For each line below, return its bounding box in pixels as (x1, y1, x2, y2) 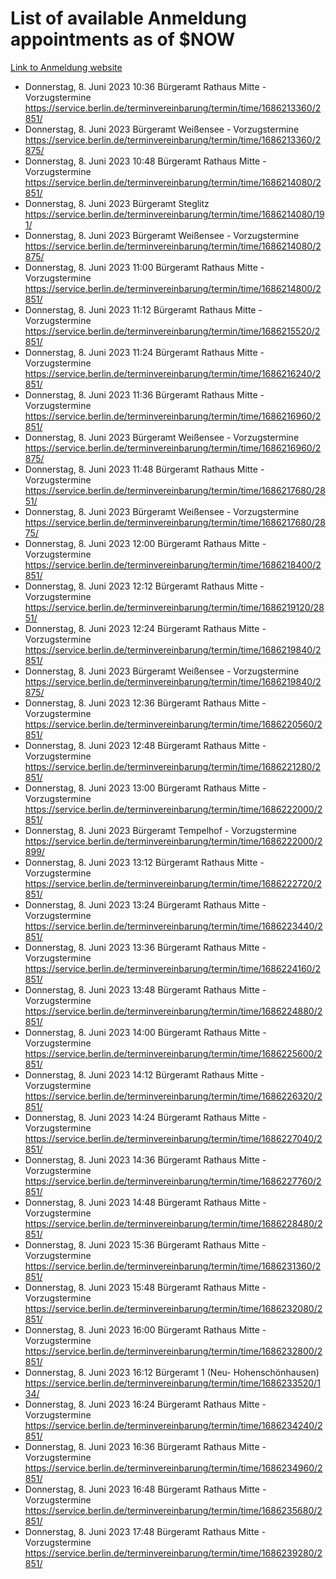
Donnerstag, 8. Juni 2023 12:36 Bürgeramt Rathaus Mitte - (24, 697, 267, 709)
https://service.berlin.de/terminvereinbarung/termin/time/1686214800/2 (24, 282, 322, 294)
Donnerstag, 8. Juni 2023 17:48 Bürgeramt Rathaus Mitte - (24, 1525, 267, 1537)
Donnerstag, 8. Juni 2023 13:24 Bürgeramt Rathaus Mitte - (24, 898, 267, 911)
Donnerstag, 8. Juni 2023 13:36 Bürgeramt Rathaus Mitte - (24, 941, 267, 953)
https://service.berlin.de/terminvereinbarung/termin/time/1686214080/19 (24, 208, 325, 220)
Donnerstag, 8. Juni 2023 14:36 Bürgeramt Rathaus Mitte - (24, 1153, 267, 1166)
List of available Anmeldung (10, 7, 247, 30)
